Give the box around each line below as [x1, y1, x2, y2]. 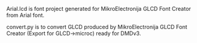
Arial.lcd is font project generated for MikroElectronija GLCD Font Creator [6, 5, 191, 12]
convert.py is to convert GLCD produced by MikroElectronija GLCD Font [6, 24, 188, 30]
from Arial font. [6, 12, 45, 19]
